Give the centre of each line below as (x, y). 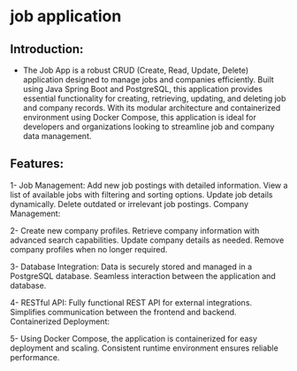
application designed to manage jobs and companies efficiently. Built (148, 80)
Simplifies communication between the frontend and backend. (123, 312)
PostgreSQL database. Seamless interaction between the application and (143, 275)
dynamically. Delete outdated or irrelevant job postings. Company (129, 204)
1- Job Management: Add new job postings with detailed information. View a (149, 185)
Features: (37, 164)
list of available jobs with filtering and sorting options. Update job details (141, 194)
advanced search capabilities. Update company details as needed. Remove (147, 240)
